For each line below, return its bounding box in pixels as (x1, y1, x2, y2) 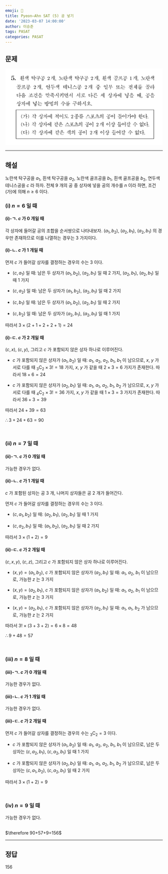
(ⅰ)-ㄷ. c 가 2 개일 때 (5, 334, 44, 340)
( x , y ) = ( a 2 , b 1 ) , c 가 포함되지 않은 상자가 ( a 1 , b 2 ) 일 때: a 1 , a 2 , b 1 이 (12, 587, 145, 594)
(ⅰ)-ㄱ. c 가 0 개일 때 (5, 216, 44, 222)
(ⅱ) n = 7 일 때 (5, 440, 38, 447)
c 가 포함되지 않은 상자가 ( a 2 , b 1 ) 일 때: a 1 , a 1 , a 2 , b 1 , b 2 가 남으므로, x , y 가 (12, 382, 159, 389)
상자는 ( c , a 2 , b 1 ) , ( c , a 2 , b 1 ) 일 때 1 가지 (12, 748, 89, 755)
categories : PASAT (5, 35, 43, 40)
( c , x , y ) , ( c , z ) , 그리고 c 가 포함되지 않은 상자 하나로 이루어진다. (5, 558, 128, 565)
